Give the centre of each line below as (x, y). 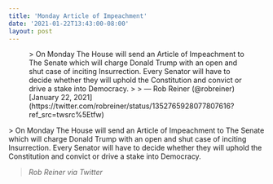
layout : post (31, 31)
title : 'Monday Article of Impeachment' (78, 16)
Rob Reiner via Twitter (66, 173)
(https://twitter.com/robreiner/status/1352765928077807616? (132, 106)
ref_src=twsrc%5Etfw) (66, 115)
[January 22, (50, 98)
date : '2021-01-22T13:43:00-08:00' (69, 24)
